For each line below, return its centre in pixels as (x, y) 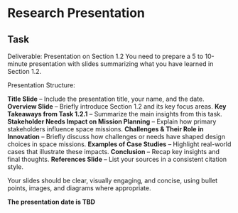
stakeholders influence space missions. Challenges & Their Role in (106, 129)
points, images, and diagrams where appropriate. (79, 188)
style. (15, 167)
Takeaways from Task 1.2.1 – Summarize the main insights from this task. (115, 114)
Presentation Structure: (42, 85)
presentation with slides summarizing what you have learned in (121, 64)
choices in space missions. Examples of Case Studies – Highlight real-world (119, 144)
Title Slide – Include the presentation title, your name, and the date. (106, 99)
